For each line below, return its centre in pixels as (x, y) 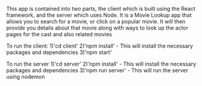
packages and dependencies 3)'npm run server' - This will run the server (97, 70)
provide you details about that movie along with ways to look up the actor (97, 28)
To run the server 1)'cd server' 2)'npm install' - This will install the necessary (101, 64)
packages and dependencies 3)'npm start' (59, 52)
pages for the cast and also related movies (59, 34)
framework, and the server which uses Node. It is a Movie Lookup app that (99, 15)
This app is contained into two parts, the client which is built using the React (101, 9)
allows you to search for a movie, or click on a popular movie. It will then (96, 21)
